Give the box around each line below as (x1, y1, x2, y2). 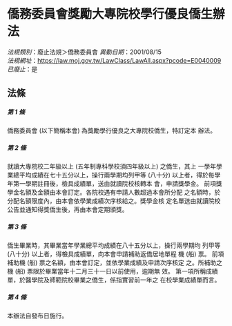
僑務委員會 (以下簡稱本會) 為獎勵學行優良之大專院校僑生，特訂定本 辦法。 (7, 126, 217, 135)
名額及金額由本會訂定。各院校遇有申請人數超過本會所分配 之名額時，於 (19, 188, 221, 197)
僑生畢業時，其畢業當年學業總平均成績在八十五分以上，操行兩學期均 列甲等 (7, 241, 221, 249)
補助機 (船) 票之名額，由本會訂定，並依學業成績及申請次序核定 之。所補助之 (7, 258, 223, 267)
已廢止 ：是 (7, 65, 38, 73)
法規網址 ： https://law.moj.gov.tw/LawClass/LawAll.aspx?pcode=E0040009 (7, 56, 222, 64)
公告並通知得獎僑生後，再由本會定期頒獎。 (7, 205, 128, 214)
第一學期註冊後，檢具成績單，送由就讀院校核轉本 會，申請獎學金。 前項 (12, 180, 216, 188)
